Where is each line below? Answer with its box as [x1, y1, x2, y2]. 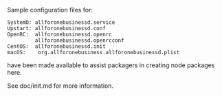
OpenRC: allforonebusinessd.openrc [7, 31, 112, 38]
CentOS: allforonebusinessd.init [7, 43, 107, 50]
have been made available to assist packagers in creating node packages [7, 61, 215, 69]
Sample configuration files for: [7, 6, 93, 14]
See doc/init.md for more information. [7, 82, 113, 90]
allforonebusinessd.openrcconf [34, 37, 125, 44]
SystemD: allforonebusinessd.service [7, 19, 115, 26]
